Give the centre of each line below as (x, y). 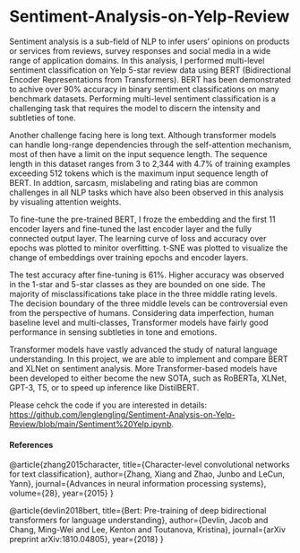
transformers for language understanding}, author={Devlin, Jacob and (139, 520)
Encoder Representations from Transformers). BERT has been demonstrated (150, 79)
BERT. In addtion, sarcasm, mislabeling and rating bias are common (133, 182)
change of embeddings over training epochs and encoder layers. (129, 257)
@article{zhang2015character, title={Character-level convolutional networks (150, 465)
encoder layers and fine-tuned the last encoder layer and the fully (131, 228)
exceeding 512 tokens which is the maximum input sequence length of (139, 173)
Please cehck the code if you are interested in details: (108, 405)
